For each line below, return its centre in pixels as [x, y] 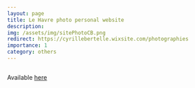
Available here [27, 77]
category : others [32, 52]
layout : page [26, 13]
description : [26, 26]
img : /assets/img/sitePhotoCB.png [57, 33]
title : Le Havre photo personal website [66, 20]
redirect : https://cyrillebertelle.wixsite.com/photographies [98, 39]
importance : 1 [27, 45]
